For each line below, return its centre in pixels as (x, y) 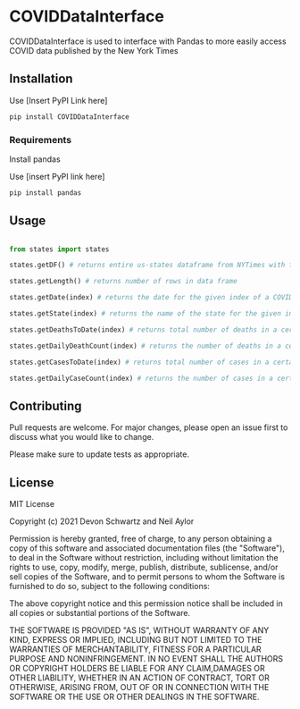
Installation (41, 79)
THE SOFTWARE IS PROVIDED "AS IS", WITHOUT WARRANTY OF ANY (139, 630)
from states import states (59, 249)
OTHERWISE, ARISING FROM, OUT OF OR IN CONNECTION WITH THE (139, 688)
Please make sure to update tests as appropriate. (100, 454)
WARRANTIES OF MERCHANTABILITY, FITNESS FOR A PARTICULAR (135, 649)
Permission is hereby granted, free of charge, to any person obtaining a (141, 539)
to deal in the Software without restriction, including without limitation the (144, 558)
